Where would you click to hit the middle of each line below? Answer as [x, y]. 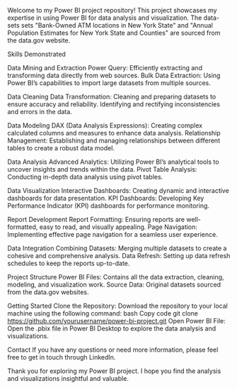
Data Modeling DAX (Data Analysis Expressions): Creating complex [105, 126]
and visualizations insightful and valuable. [68, 378]
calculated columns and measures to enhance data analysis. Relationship [114, 133]
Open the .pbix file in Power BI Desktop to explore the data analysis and [112, 328]
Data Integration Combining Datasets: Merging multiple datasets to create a [117, 248]
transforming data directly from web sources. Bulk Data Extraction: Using [114, 75]
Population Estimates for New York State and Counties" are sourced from [114, 33]
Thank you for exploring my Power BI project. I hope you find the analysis [114, 371]
